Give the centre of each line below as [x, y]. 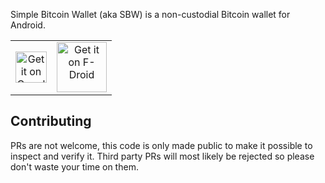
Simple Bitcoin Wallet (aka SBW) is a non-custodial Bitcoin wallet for [150, 14]
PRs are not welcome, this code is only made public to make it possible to [161, 145]
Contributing [51, 121]
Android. [28, 25]
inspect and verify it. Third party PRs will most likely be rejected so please [162, 156]
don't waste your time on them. [74, 166]
